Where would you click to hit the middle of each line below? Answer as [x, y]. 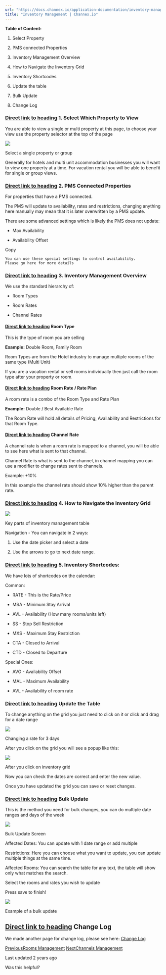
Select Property [28, 38]
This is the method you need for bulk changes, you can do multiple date [78, 810]
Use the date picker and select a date [50, 542]
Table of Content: [23, 28]
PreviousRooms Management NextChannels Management [64, 948]
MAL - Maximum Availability [41, 681]
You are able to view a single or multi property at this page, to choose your [81, 129]
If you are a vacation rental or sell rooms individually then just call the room [82, 371]
